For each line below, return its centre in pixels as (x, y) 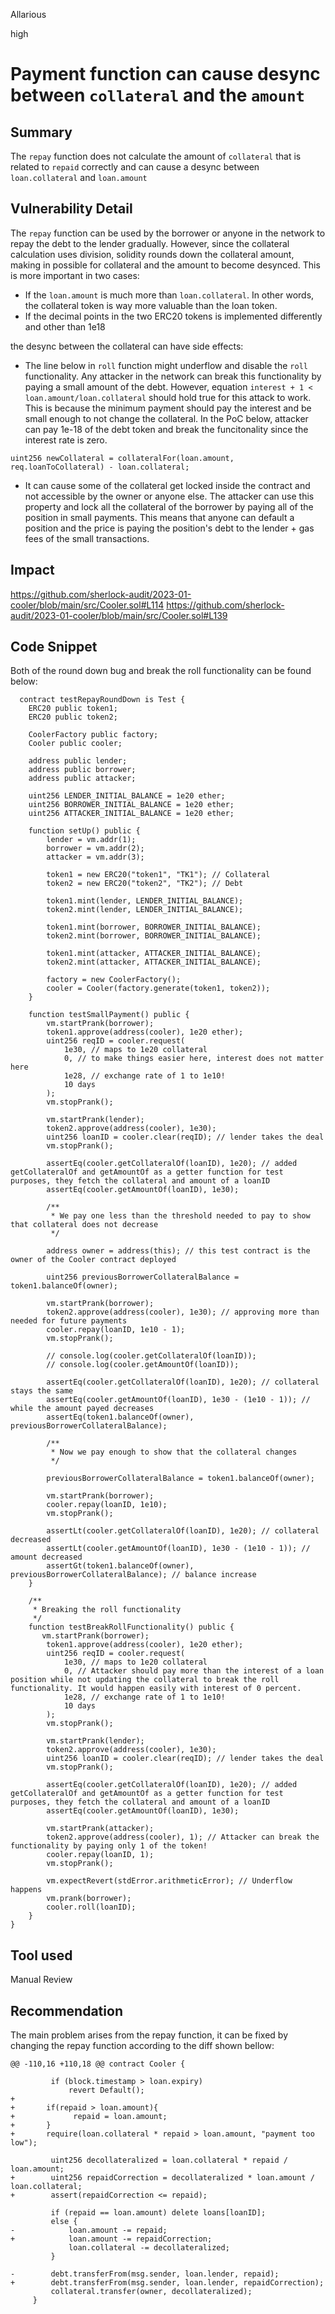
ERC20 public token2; (73, 717)
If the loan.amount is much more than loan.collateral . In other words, (169, 295)
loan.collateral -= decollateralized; (149, 2248)
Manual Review (41, 1980)
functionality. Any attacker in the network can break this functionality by (173, 376)
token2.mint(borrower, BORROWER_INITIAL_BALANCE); (154, 936)
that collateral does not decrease (84, 1225)
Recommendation (66, 2010)
